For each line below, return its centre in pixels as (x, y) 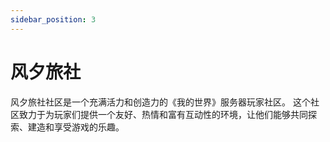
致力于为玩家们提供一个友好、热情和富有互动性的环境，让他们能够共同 (163, 114)
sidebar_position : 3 (53, 19)
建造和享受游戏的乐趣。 (76, 127)
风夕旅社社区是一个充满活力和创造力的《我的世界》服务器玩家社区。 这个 (160, 102)
